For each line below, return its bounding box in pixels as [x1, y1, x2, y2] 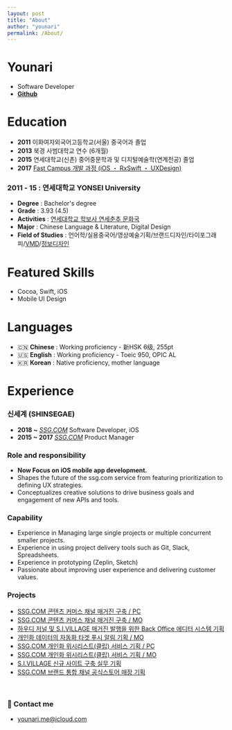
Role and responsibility [7, 450, 87, 460]
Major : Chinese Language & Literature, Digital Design [17, 223, 171, 231]
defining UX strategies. [17, 481, 83, 490]
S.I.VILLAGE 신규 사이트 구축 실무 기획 [17, 659, 122, 667]
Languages [7, 319, 73, 335]
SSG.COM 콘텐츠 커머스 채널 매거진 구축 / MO [17, 615, 143, 624]
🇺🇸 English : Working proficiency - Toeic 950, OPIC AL [17, 351, 177, 359]
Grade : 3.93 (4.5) [17, 206, 69, 215]
